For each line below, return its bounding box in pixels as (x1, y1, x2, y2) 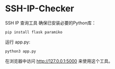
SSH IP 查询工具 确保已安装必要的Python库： (5, 20, 96, 26)
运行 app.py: (5, 39, 30, 45)
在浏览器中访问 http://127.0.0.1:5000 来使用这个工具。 (5, 58, 113, 64)
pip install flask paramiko (5, 30, 63, 34)
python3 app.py (5, 49, 36, 54)
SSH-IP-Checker (5, 3, 75, 14)
